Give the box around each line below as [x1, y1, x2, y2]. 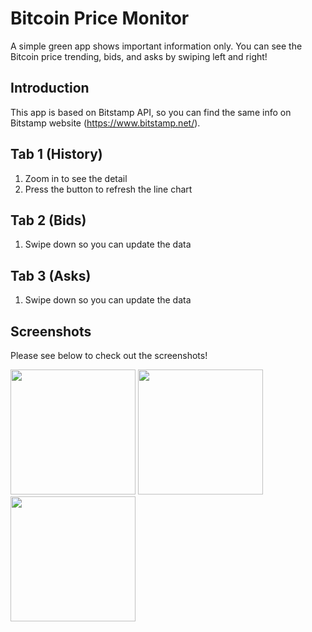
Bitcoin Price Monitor [10, 7, 190, 30]
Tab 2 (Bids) [10, 212, 87, 229]
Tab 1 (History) [10, 146, 103, 163]
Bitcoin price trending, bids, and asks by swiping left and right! [10, 50, 268, 62]
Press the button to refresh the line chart [24, 183, 193, 195]
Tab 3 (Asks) [10, 267, 92, 284]
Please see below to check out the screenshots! [10, 350, 208, 361]
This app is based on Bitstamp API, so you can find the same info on [10, 106, 292, 118]
